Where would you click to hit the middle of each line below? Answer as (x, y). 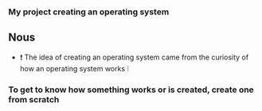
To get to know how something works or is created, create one (131, 90)
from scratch (34, 99)
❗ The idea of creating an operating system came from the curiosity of (134, 57)
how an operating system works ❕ (74, 68)
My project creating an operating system (89, 12)
